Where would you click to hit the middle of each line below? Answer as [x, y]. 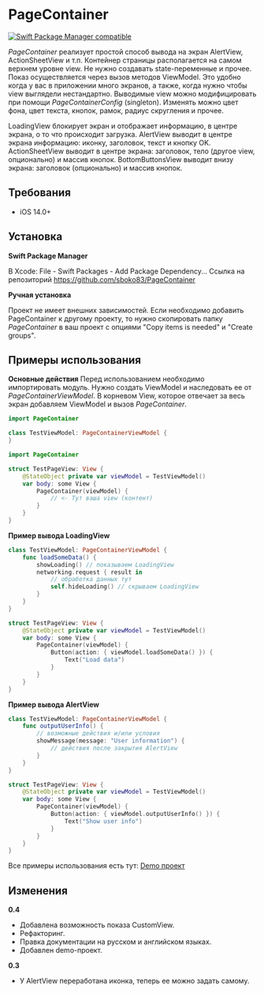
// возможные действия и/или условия [98, 734]
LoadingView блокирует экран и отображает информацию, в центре [123, 126]
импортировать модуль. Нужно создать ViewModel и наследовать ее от [130, 387]
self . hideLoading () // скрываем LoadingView [125, 587]
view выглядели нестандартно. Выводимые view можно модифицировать [132, 93]
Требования [39, 193]
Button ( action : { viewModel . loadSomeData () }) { [132, 653]
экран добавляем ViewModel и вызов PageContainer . [98, 404]
